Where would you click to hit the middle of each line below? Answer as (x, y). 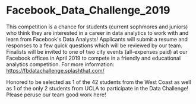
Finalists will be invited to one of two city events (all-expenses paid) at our (97, 51)
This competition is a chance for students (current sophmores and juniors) (97, 27)
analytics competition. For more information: (60, 64)
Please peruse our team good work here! (56, 95)
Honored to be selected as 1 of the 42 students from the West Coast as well (99, 82)
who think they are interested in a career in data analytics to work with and (97, 32)
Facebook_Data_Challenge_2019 (88, 10)
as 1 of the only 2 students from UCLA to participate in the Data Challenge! (97, 88)
